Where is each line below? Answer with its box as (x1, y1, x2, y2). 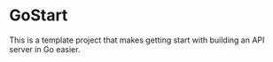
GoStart (9, 5, 68, 26)
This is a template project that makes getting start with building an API (9, 35, 265, 45)
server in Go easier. (9, 43, 81, 54)
